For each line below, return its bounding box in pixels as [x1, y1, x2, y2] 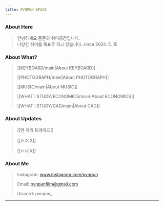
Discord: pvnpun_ [17, 190, 53, 196]
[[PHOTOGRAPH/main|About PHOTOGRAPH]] [17, 75, 109, 80]
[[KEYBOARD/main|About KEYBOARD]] [17, 65, 96, 71]
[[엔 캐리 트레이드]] [17, 127, 54, 133]
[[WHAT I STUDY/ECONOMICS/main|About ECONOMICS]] [17, 94, 135, 100]
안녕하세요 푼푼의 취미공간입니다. [17, 35, 80, 41]
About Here [5, 23, 33, 30]
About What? [5, 53, 38, 60]
